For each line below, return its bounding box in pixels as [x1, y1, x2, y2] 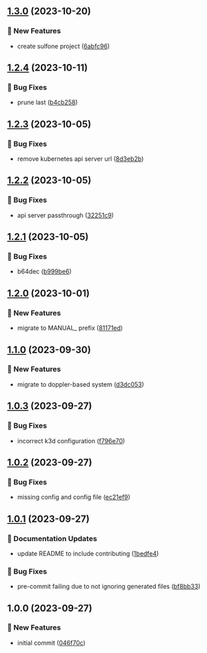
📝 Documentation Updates [7, 534, 98, 543]
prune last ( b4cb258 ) [17, 98, 78, 106]
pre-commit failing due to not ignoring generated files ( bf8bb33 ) [17, 583, 201, 591]
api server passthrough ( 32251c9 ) [17, 211, 114, 220]
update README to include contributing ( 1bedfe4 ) [17, 549, 159, 558]
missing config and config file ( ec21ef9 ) [17, 493, 131, 501]
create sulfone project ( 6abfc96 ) [17, 41, 110, 50]
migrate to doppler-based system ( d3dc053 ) [17, 380, 145, 389]
